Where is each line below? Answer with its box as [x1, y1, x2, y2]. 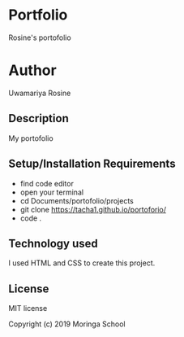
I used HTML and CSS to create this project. [8, 258, 156, 268]
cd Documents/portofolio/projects [19, 195, 134, 205]
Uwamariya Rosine [8, 88, 71, 98]
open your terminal [19, 187, 83, 197]
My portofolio [8, 133, 54, 143]
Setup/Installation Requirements [8, 157, 176, 171]
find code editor [19, 178, 75, 188]
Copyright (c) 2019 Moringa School [8, 319, 126, 329]
